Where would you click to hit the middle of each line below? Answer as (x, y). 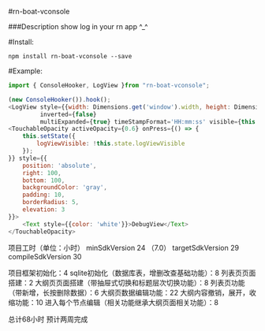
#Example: (26, 71)
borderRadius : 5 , (51, 203)
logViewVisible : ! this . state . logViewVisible (111, 144)
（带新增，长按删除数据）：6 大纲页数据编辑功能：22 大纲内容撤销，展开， (129, 292)
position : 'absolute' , (60, 165)
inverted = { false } (68, 114)
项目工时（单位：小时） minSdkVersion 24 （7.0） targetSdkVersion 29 (123, 247)
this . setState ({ (49, 136)
